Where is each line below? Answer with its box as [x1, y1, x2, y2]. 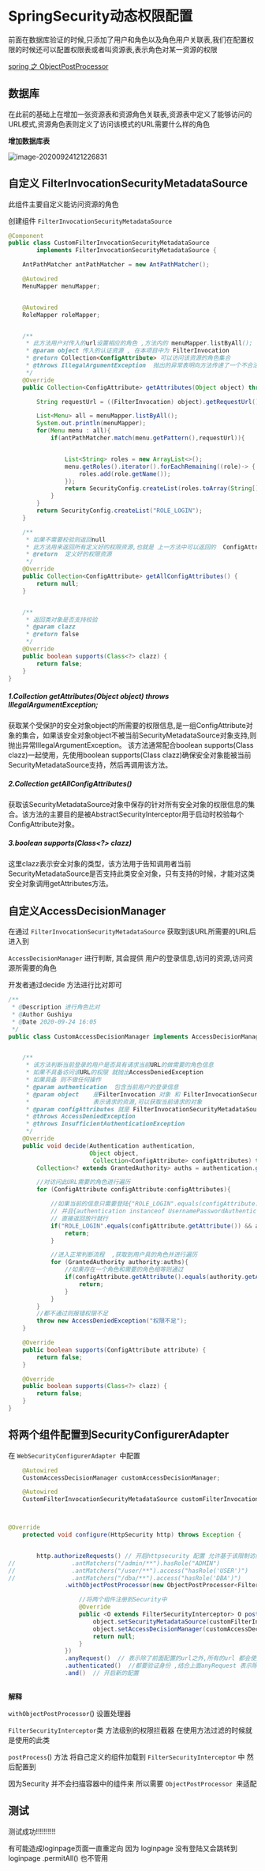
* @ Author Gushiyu [11, 1010, 73, 1018]
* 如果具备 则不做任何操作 [25, 1076, 102, 1084]
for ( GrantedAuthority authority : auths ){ [50, 1258, 189, 1266]
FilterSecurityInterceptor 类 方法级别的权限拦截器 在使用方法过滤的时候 [8, 1725, 246, 1735]
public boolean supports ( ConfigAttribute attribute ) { [22, 1345, 207, 1354]
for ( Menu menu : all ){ [36, 427, 111, 435]
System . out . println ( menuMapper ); [36, 420, 147, 428]
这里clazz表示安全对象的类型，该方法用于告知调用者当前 [8, 859, 192, 869]
